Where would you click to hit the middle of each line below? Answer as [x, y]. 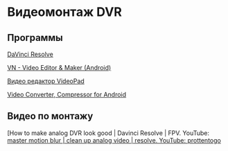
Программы [35, 38]
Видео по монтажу [50, 116]
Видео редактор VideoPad [46, 81]
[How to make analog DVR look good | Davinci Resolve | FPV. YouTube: [108, 133]
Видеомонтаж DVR [65, 12]
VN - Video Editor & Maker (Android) [59, 68]
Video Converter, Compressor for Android [67, 95]
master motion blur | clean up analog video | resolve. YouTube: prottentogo [114, 140]
